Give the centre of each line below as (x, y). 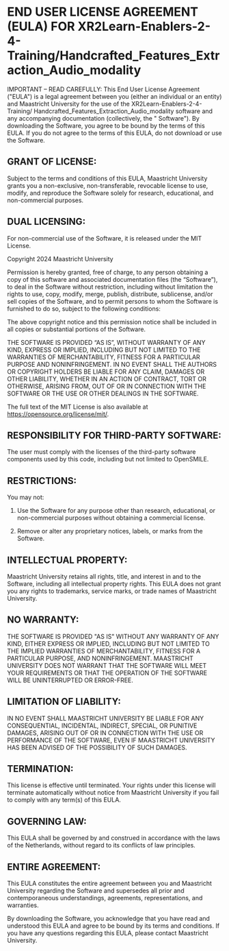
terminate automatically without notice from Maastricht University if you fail (113, 793)
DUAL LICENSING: (46, 222)
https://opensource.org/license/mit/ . (58, 414)
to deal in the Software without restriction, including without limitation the (110, 287)
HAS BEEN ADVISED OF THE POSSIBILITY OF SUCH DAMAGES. (97, 747)
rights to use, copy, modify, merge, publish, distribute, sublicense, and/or (110, 294)
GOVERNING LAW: (47, 821)
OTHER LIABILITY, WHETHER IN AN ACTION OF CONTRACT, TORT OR (107, 378)
